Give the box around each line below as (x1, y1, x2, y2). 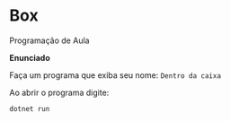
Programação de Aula (9, 35, 90, 46)
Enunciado (9, 52, 51, 63)
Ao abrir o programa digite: (9, 87, 110, 98)
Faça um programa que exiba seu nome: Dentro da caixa (9, 69, 222, 81)
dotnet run (9, 104, 50, 113)
